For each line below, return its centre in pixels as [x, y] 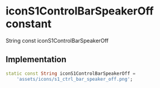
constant [29, 24]
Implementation [36, 59]
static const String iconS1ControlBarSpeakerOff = [71, 74]
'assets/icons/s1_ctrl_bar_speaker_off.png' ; [75, 79]
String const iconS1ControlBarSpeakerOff [57, 40]
